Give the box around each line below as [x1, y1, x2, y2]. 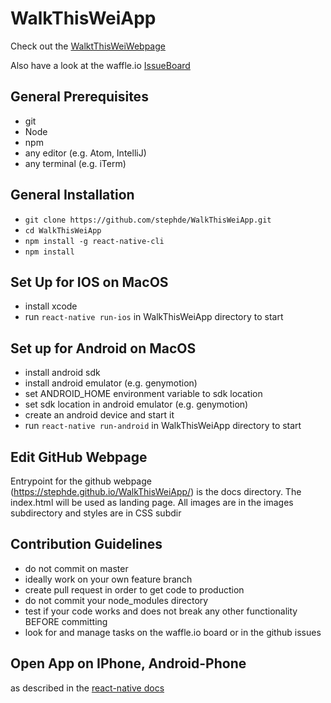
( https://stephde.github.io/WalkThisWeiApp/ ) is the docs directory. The [10, 486, 302, 497]
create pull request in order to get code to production [24, 583, 245, 596]
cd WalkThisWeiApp [24, 225, 102, 236]
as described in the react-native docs [10, 682, 165, 694]
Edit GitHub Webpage [10, 448, 148, 466]
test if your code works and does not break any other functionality [24, 605, 298, 617]
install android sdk [24, 367, 101, 379]
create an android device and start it [24, 409, 175, 421]
